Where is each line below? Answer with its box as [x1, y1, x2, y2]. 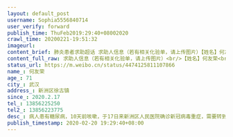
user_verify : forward [7, 23, 70, 30]
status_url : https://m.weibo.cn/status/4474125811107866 [7, 62, 175, 68]
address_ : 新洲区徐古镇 [7, 87, 69, 94]
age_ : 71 [7, 74, 33, 82]
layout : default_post [7, 10, 70, 17]
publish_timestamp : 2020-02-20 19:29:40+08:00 [7, 119, 144, 127]
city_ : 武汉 [7, 81, 40, 88]
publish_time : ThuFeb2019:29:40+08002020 [7, 29, 129, 37]
